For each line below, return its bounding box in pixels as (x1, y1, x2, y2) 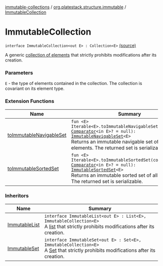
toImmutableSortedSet (7, 165, 59, 172)
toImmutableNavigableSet (7, 131, 67, 138)
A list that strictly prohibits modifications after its (44, 223, 155, 230)
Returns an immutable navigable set (71, 138, 153, 145)
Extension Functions (5, 98, 54, 104)
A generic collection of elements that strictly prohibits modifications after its (5, 52, 157, 58)
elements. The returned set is (71, 144, 138, 151)
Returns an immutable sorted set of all (71, 172, 158, 179)
